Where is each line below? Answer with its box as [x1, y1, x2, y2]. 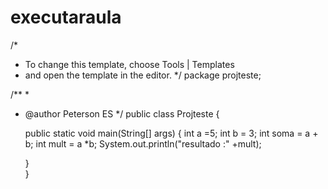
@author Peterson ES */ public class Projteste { [24, 107, 220, 120]
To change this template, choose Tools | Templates [24, 58, 235, 70]
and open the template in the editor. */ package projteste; [24, 69, 262, 81]
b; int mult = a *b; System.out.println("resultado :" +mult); [24, 137, 262, 150]
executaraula [10, 6, 122, 29]
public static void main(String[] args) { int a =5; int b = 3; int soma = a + [24, 127, 319, 139]
